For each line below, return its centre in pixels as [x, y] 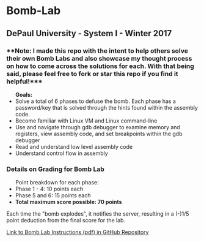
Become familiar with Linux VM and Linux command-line [86, 121]
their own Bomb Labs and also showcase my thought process [99, 58]
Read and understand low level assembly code [74, 146]
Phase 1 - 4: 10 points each [49, 189]
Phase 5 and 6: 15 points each [53, 195]
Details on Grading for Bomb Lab [56, 169]
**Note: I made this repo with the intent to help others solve [97, 51]
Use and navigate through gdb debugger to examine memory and [97, 127]
